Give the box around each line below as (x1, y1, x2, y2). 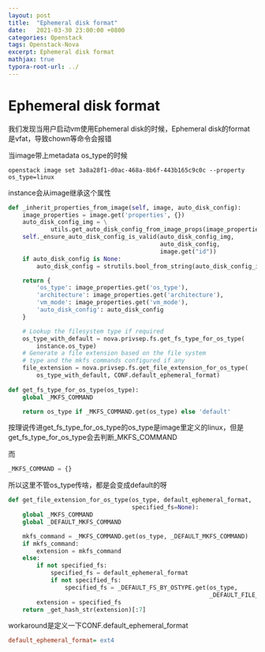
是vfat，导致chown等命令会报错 (8, 133, 112, 143)
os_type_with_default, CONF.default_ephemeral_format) (36, 371, 221, 379)
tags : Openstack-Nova (8, 41, 80, 49)
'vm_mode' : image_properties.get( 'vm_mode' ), (36, 299, 189, 307)
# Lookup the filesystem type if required (22, 327, 164, 335)
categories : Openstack (8, 33, 83, 42)
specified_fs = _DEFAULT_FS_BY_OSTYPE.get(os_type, (64, 583, 238, 591)
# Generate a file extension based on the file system (22, 349, 207, 357)
